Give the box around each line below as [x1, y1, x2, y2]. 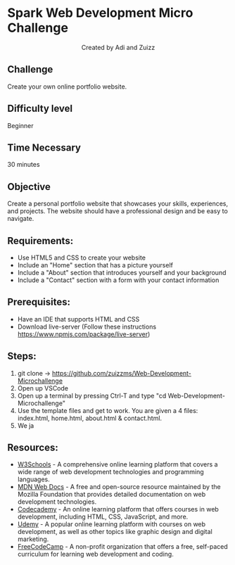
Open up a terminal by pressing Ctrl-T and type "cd [17, 391, 167, 400]
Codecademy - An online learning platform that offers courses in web [17, 505, 220, 514]
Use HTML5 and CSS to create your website [17, 253, 146, 262]
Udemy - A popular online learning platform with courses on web [17, 520, 206, 528]
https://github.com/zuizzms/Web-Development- [51, 369, 192, 377]
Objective [7, 181, 51, 193]
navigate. [7, 215, 34, 223]
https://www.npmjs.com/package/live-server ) [17, 329, 151, 338]
